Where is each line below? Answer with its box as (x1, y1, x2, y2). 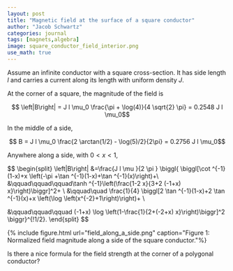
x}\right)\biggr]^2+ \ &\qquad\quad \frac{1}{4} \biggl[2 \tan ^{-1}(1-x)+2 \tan (7, 186, 225, 195)
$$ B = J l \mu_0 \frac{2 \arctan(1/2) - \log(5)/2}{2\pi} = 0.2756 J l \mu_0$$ (8, 137, 226, 145)
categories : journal (7, 29, 68, 37)
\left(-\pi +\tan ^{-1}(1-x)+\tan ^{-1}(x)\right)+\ (29, 172, 159, 180)
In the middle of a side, (7, 124, 73, 132)
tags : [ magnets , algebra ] (7, 36, 80, 43)
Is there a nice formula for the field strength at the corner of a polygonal (7, 249, 214, 258)
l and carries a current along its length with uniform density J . (7, 75, 185, 84)
